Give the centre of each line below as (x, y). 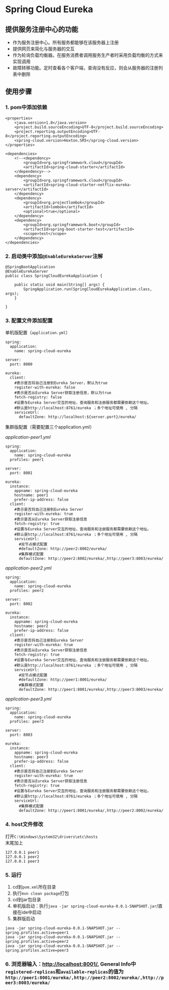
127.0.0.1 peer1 (22, 852)
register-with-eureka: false (45, 387)
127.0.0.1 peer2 (22, 857)
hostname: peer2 (32, 626)
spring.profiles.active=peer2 (37, 941)
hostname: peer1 (32, 496)
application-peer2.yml (29, 568)
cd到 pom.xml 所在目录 (34, 887)
